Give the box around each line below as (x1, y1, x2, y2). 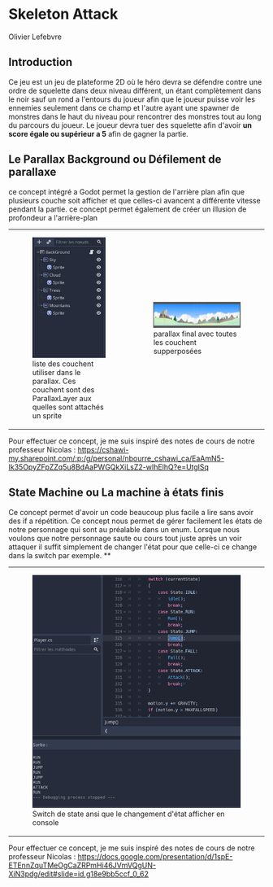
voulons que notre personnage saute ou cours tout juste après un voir (8, 533, 242, 543)
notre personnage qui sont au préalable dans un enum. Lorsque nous (8, 524, 240, 534)
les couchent (153, 338, 197, 347)
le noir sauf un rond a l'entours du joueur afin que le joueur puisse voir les (8, 94, 256, 104)
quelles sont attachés (32, 402, 104, 412)
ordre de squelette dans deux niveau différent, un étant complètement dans (8, 85, 262, 95)
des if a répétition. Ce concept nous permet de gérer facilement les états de (8, 516, 262, 526)
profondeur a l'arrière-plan (8, 212, 98, 222)
